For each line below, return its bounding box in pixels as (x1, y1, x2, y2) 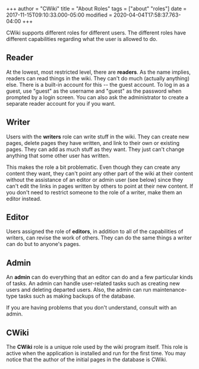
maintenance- (152, 286, 187, 294)
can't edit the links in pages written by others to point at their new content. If (6, 182, 194, 190)
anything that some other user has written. (6, 152, 110, 159)
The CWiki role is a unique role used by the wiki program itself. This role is (6, 343, 188, 351)
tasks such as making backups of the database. (18, 292, 135, 299)
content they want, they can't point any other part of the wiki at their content (6, 169, 193, 177)
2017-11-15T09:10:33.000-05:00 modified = (6, 11, 113, 18)
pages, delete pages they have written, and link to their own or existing (6, 139, 180, 146)
